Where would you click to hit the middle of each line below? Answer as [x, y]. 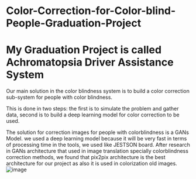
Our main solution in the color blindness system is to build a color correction [98, 91]
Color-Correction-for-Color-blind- [91, 11]
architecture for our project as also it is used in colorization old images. [92, 163]
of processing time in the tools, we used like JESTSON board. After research [98, 145]
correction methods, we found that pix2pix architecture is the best [86, 157]
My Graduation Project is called [84, 50]
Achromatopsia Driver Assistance [90, 62]
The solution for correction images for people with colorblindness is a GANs [97, 132]
